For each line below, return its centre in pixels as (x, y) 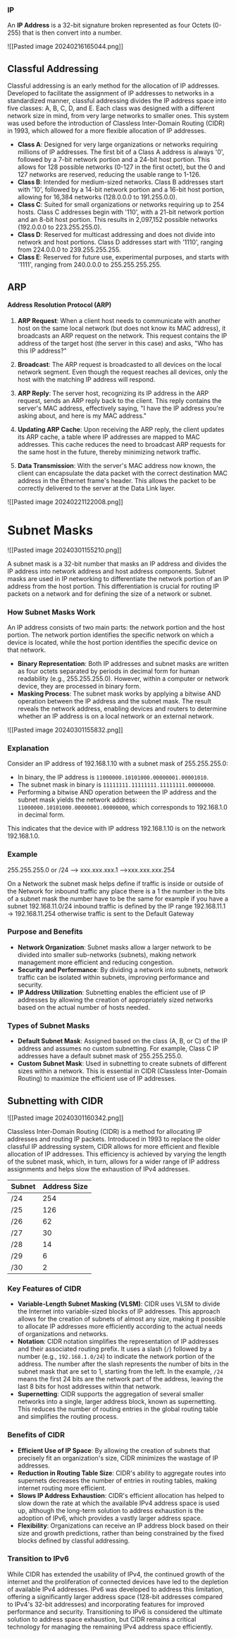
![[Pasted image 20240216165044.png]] (66, 47)
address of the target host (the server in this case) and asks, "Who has (120, 343)
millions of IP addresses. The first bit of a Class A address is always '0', (121, 152)
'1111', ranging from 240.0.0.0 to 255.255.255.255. (89, 265)
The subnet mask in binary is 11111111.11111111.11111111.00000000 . (116, 785)
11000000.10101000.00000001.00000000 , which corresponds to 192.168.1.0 (122, 807)
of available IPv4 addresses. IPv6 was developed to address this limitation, (116, 1589)
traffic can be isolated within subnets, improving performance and (113, 977)
